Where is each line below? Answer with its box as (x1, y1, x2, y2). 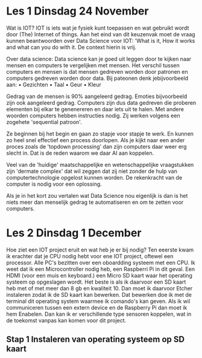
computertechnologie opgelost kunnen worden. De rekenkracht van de (6, 174, 183, 181)
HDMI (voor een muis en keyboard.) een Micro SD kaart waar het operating (6, 272, 193, 279)
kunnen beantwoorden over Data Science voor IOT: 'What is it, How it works (6, 37, 195, 44)
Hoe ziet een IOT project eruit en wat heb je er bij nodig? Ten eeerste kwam (6, 246, 194, 253)
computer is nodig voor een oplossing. (6, 180, 103, 187)
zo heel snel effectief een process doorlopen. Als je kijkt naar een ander (6, 136, 185, 143)
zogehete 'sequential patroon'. (6, 118, 83, 125)
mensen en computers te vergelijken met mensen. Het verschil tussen (6, 62, 180, 69)
